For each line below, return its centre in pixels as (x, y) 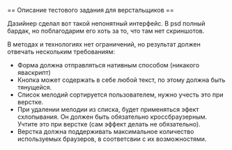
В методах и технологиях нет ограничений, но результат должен (104, 44)
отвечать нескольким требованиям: (61, 52)
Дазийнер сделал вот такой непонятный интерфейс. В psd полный (106, 23)
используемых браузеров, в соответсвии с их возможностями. (112, 139)
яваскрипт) (34, 73)
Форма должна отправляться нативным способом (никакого (108, 65)
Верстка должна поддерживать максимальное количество (106, 132)
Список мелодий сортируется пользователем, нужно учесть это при (121, 94)
